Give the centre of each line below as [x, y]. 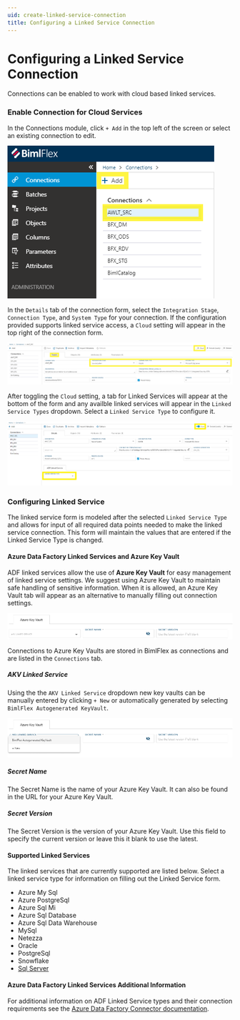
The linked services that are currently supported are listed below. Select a [116, 871]
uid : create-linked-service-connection [67, 15]
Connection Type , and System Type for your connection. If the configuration [117, 317]
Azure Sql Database [47, 916]
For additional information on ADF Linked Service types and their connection [120, 1001]
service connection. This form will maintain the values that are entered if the [119, 533]
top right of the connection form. [55, 332]
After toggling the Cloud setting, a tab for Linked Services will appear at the [117, 396]
